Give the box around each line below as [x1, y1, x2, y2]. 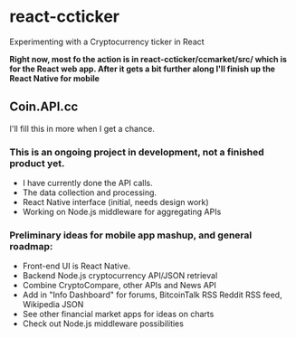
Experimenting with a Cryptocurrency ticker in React [9, 36, 205, 47]
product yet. [9, 156, 65, 169]
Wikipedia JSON [22, 299, 84, 310]
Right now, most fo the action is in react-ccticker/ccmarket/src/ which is [9, 53, 288, 64]
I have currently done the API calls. [22, 178, 153, 189]
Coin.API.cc [9, 99, 79, 115]
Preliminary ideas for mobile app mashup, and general [9, 229, 253, 241]
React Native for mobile [9, 72, 100, 83]
